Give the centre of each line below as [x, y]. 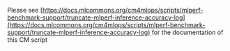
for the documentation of [187, 32]
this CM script [27, 40]
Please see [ [25, 10]
